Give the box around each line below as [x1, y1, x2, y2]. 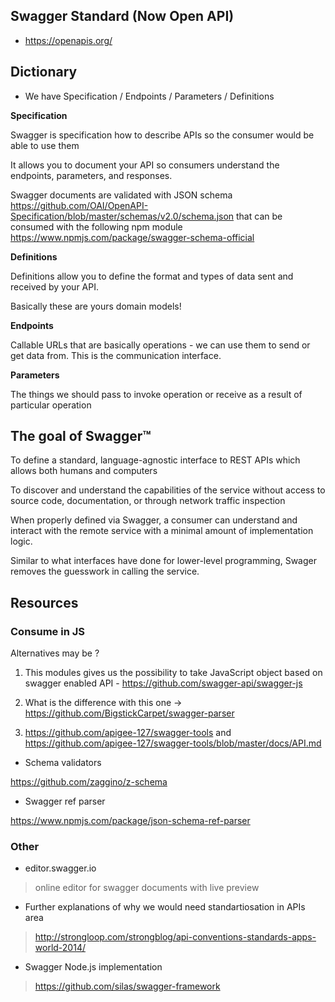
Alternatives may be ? [10, 647, 100, 659]
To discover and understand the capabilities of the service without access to [10, 484, 326, 496]
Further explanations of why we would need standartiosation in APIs [24, 901, 306, 913]
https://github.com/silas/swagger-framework [34, 980, 221, 993]
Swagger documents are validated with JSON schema [10, 189, 233, 201]
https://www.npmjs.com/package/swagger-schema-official [10, 231, 255, 243]
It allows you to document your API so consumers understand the [10, 159, 280, 171]
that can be [236, 210, 283, 222]
